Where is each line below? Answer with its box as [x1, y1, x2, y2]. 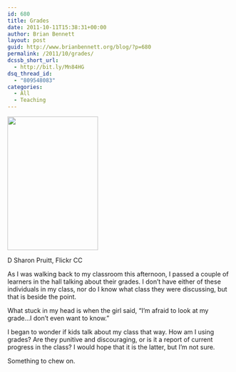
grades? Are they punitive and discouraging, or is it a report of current [7, 336, 213, 343]
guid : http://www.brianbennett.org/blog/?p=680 [7, 43, 152, 51]
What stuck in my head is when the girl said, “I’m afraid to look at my [7, 306, 209, 314]
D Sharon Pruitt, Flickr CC [7, 256, 83, 264]
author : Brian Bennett [7, 30, 75, 38]
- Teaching [14, 97, 46, 104]
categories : [7, 83, 43, 91]
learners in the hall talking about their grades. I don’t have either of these [7, 277, 221, 286]
